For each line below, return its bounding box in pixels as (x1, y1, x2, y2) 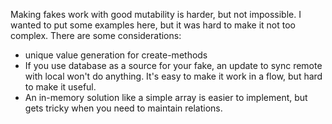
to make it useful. (24, 81, 97, 93)
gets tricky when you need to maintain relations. (24, 102, 223, 114)
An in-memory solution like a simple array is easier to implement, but (24, 92, 308, 103)
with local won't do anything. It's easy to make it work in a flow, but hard (24, 70, 323, 82)
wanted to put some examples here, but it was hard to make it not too (10, 19, 296, 31)
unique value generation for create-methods (24, 49, 208, 61)
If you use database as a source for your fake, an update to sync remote (24, 60, 323, 71)
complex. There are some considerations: (10, 30, 182, 41)
